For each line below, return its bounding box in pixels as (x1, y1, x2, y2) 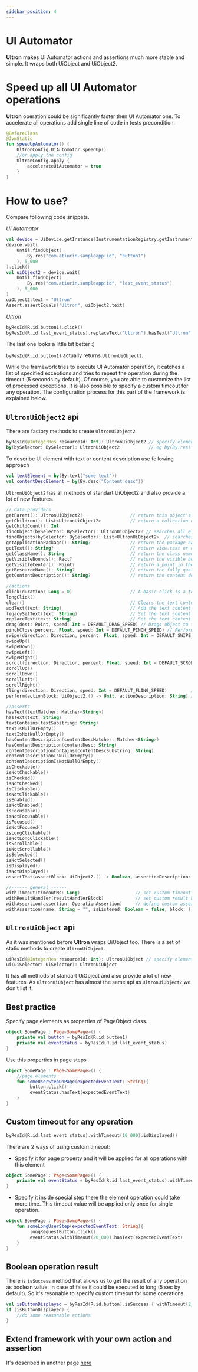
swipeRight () (6, 655, 38, 661)
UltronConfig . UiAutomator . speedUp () (16, 147, 107, 153)
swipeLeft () (6, 649, 35, 655)
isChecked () (6, 775, 35, 781)
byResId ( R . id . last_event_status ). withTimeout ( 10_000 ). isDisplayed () (6, 1132, 178, 1138)
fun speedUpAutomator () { (6, 141, 70, 148)
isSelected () (6, 852, 38, 858)
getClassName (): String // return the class (6, 550, 181, 557)
